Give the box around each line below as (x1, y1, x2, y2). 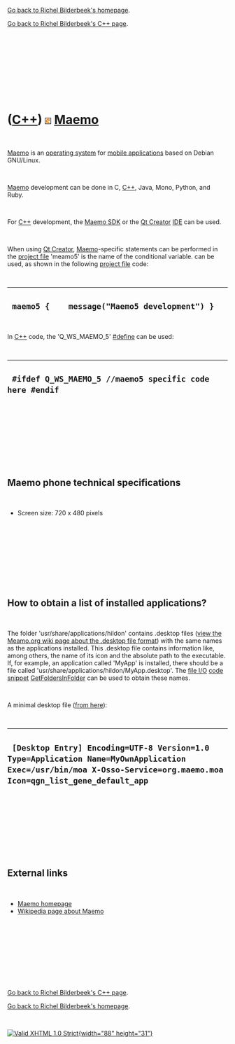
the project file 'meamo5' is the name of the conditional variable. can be (7, 252, 215, 260)
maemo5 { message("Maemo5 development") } (11, 301, 215, 312)
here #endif (7, 385, 59, 395)
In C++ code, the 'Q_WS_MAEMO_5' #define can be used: (7, 332, 174, 340)
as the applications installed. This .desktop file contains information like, (7, 644, 215, 653)
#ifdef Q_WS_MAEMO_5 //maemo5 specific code (11, 374, 210, 384)
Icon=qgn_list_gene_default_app (7, 775, 149, 786)
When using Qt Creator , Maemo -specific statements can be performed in (7, 244, 218, 253)
